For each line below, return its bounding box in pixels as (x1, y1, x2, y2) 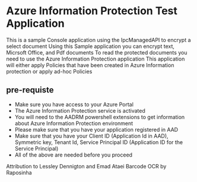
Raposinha (6, 169, 32, 176)
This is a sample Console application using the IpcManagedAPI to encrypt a (6, 36, 191, 43)
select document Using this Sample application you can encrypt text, (6, 43, 175, 50)
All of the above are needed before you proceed (14, 151, 132, 158)
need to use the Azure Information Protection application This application (6, 55, 185, 62)
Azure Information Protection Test (6, 4, 178, 18)
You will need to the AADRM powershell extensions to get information (14, 113, 185, 120)
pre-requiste (6, 85, 54, 95)
